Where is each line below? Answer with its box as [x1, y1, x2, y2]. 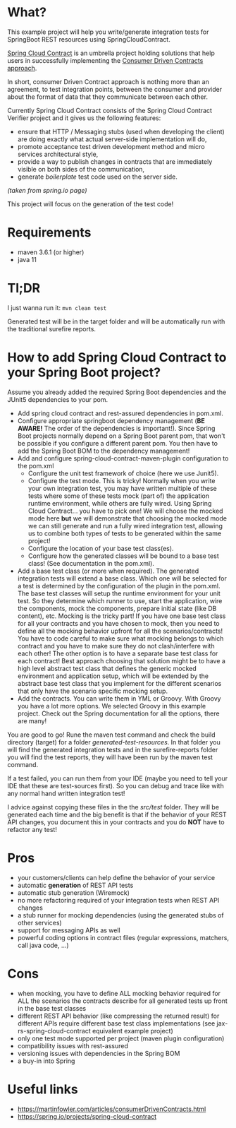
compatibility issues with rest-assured [17, 1041, 129, 1050]
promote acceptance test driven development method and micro [17, 142, 206, 150]
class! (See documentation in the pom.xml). [27, 559, 155, 567]
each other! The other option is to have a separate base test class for [17, 649, 218, 658]
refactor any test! [7, 825, 58, 833]
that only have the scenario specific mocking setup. [17, 687, 168, 695]
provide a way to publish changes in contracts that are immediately [17, 157, 213, 166]
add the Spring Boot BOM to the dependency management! [17, 446, 190, 455]
